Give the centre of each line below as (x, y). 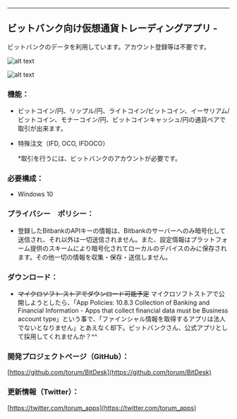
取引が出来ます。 (42, 128)
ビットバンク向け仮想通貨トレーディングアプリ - (113, 29)
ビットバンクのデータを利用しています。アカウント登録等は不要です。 (109, 47)
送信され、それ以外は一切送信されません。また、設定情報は (104, 239)
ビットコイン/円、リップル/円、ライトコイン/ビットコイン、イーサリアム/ (123, 111)
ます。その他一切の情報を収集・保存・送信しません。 (94, 257)
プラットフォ (209, 239)
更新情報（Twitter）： (43, 392)
